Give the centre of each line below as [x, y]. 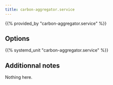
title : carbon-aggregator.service [40, 9]
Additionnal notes [32, 65]
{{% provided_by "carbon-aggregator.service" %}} [56, 23]
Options [17, 39]
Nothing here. [19, 77]
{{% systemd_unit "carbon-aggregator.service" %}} [57, 50]
